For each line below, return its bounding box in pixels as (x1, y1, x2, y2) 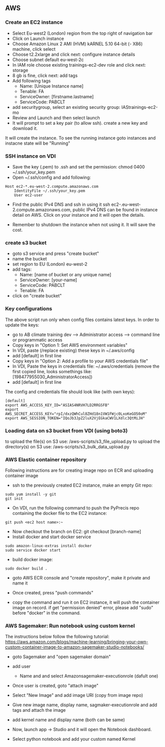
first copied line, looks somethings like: (12, 368, 92, 374)
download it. (12, 125, 38, 131)
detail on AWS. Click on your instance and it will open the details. (12, 212, 145, 218)
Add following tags (12, 78, 51, 83)
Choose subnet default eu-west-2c (12, 57, 84, 63)
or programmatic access (12, 336, 63, 342)
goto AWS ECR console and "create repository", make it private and (12, 575, 150, 581)
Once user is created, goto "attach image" (12, 683, 99, 689)
